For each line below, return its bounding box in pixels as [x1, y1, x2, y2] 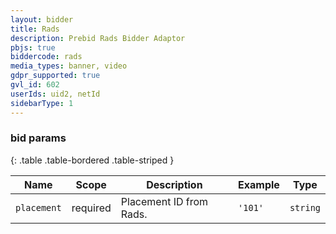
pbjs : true [10, 42, 56, 53]
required [71, 201, 112, 215]
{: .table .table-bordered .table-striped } [10, 154, 175, 166]
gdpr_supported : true [10, 71, 101, 81]
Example [238, 177, 280, 191]
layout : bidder [10, 14, 74, 25]
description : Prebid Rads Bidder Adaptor [10, 33, 186, 43]
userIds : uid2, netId [10, 89, 101, 99]
